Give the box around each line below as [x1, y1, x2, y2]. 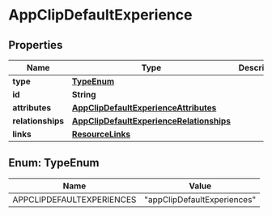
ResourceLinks [71, 128, 131, 140]
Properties [8, 38, 63, 52]
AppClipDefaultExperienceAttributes [71, 102, 217, 113]
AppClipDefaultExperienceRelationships [71, 115, 231, 127]
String [71, 89, 96, 100]
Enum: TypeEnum [8, 156, 100, 170]
